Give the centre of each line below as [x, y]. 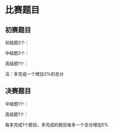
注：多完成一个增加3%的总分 [34, 74]
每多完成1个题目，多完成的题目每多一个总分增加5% [57, 125]
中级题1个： [17, 103]
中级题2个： [17, 53]
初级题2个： [17, 43]
